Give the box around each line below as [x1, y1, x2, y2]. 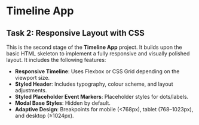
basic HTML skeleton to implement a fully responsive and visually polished [6, 50, 190, 57]
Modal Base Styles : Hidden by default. [14, 99, 111, 107]
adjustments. [14, 87, 47, 93]
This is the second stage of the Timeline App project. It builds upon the [6, 43, 182, 51]
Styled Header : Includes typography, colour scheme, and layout [14, 80, 173, 87]
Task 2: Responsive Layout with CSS [6, 28, 145, 38]
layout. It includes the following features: [6, 57, 106, 63]
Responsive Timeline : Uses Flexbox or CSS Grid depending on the [14, 68, 180, 75]
